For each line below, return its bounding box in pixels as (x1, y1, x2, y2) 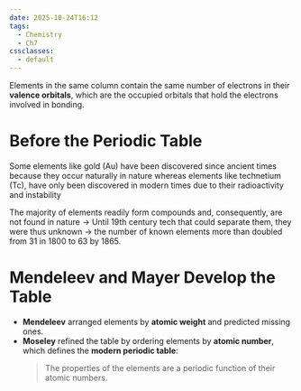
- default (17, 55, 54, 64)
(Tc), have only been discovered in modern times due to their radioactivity (9, 180, 284, 191)
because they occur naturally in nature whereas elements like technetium (9, 170, 282, 181)
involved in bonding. (9, 99, 85, 109)
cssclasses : (9, 47, 54, 56)
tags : (9, 22, 30, 31)
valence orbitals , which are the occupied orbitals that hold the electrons (9, 89, 279, 100)
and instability (9, 189, 61, 200)
